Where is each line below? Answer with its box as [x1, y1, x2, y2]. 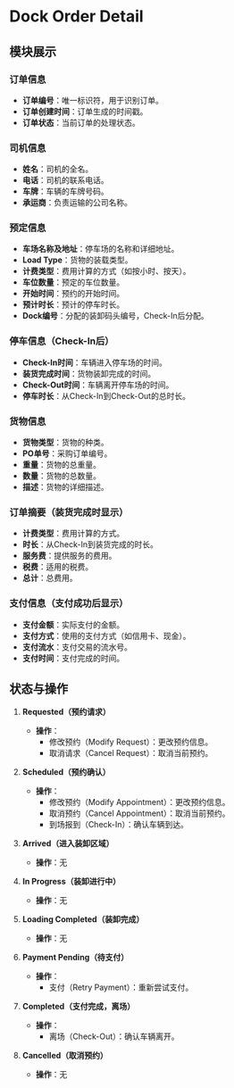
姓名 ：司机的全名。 [21, 163, 94, 175]
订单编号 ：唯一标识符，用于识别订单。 [21, 95, 163, 105]
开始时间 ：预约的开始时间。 [21, 288, 125, 299]
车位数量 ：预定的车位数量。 [21, 277, 125, 287]
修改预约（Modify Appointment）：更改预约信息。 [48, 797, 230, 808]
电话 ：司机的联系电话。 [21, 175, 109, 186]
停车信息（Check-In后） [9, 335, 114, 347]
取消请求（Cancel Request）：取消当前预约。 [48, 748, 213, 759]
